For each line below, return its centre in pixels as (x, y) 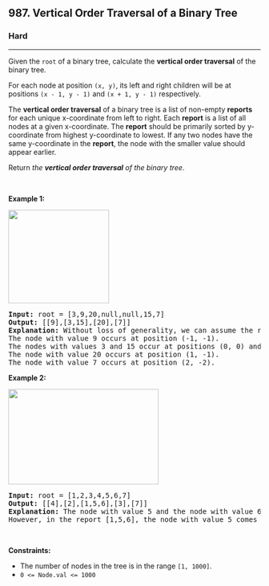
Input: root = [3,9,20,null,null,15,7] (86, 314)
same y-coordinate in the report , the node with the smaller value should (127, 143)
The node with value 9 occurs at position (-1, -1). (114, 338)
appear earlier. (32, 152)
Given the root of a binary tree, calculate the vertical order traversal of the (132, 61)
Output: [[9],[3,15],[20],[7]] (70, 322)
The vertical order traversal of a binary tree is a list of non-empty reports (130, 109)
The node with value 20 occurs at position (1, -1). (114, 354)
